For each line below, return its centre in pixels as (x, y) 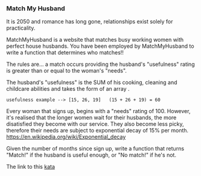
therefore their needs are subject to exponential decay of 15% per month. (97, 131)
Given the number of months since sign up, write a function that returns (95, 149)
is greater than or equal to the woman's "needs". (66, 71)
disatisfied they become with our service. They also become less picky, (95, 124)
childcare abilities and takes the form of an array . (68, 89)
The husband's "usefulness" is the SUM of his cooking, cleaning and (92, 82)
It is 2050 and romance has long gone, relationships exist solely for (90, 22)
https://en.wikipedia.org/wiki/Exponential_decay (66, 137)
